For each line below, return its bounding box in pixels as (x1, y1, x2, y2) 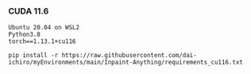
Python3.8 (8, 30, 41, 39)
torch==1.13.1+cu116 (8, 37, 77, 45)
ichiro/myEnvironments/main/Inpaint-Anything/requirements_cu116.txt (8, 58, 244, 67)
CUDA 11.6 (8, 6, 49, 17)
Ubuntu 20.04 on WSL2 (8, 24, 80, 32)
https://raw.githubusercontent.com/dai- (61, 52, 197, 60)
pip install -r (8, 52, 59, 60)
